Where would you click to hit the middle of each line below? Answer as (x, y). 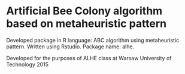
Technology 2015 (28, 64)
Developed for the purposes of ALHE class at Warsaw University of (89, 58)
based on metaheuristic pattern (87, 24)
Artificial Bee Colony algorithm (84, 11)
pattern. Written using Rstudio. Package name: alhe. (70, 47)
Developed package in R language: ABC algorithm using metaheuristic (93, 40)
